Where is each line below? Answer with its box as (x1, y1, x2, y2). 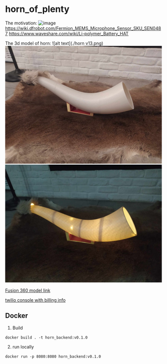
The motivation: (5, 20, 37, 26)
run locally (12, 344, 34, 350)
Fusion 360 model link (5, 287, 51, 293)
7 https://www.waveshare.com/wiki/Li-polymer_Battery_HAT (5, 30, 129, 36)
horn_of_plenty (5, 3, 70, 15)
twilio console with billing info (5, 297, 66, 303)
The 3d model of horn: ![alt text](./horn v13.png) (5, 40, 103, 46)
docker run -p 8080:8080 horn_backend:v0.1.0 (5, 354, 101, 359)
